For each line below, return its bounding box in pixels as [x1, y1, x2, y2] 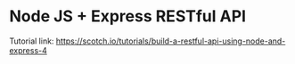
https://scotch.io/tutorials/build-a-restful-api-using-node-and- [55, 36, 286, 46]
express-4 [9, 44, 47, 55]
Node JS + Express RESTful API [9, 6, 247, 27]
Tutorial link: [9, 36, 54, 46]
